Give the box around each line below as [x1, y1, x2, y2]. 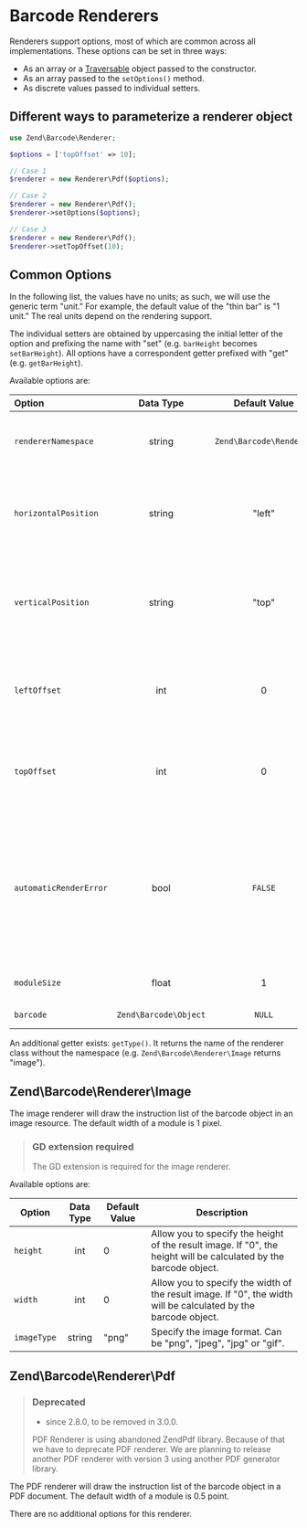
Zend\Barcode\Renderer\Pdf [9, 1368, 176, 1384]
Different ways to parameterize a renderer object [9, 109, 293, 124]
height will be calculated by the [150, 1250, 285, 1263]
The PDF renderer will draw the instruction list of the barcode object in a [9, 1481, 281, 1492]
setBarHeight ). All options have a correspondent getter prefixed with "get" [9, 348, 290, 359]
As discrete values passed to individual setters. [22, 82, 201, 93]
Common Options [9, 267, 112, 282]
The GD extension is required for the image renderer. [31, 1162, 231, 1173]
